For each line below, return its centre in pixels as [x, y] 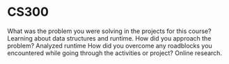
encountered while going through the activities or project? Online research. [115, 53]
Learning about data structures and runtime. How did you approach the [109, 38]
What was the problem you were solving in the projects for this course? [109, 31]
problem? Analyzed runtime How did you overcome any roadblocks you [110, 45]
